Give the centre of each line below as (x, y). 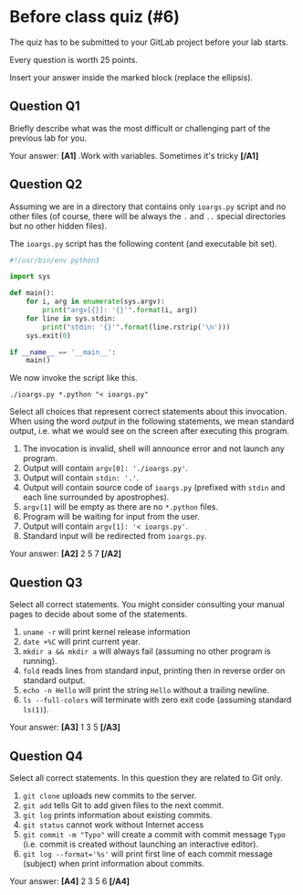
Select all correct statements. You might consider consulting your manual (147, 605)
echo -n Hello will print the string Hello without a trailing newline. (146, 690)
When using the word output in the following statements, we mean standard (152, 421)
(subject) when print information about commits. (114, 863)
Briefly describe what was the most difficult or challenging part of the (140, 128)
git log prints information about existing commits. (117, 815)
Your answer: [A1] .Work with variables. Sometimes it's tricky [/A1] (134, 155)
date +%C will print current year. (81, 642)
